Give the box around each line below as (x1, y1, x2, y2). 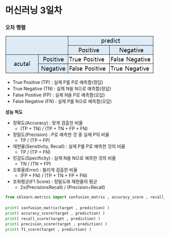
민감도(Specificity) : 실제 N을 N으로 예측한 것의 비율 (12, 155, 116, 161)
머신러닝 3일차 (5, 5, 62, 16)
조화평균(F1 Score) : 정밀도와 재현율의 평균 (12, 179, 98, 185)
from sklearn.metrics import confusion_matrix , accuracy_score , (5, 195, 148, 200)
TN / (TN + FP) (20, 161, 52, 167)
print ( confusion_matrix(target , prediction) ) (5, 206, 110, 211)
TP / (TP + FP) (20, 138, 51, 144)
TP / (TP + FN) (20, 149, 51, 155)
